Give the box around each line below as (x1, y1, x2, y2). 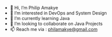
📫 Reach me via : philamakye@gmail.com (10, 26, 98, 32)
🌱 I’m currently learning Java (10, 15, 70, 21)
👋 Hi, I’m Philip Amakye (10, 5, 59, 10)
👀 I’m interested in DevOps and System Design (10, 10, 107, 16)
